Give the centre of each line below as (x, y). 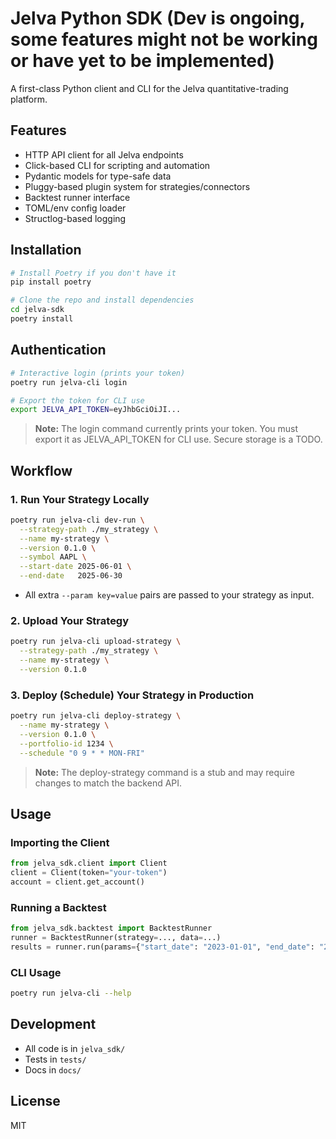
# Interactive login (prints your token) (98, 373)
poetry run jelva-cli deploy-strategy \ (96, 716)
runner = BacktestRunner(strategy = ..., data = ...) (116, 938)
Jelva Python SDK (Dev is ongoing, (158, 18)
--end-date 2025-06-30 (71, 576)
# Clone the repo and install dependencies (102, 300)
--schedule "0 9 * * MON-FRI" (82, 753)
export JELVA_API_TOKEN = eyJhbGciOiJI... (96, 410)
